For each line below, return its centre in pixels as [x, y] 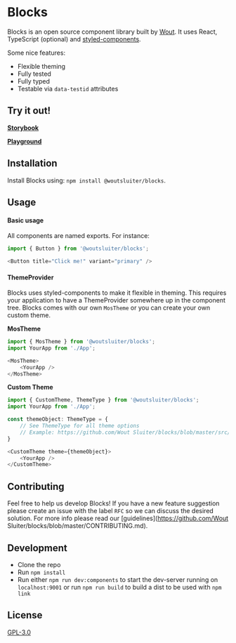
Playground [25, 141]
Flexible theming [41, 66]
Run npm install [41, 572]
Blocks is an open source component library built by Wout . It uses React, [112, 32]
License [25, 615]
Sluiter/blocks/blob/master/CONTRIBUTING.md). [78, 526]
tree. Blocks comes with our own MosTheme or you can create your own [109, 308]
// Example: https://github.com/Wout [75, 432]
